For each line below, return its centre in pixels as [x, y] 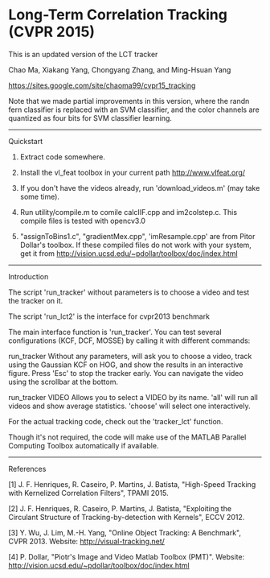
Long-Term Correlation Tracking [118, 15]
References [27, 469]
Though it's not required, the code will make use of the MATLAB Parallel [127, 437]
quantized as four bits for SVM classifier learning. [90, 118]
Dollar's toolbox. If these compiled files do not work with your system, [135, 245]
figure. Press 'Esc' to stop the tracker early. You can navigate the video [126, 373]
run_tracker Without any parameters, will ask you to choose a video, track [130, 356]
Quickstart [26, 141]
